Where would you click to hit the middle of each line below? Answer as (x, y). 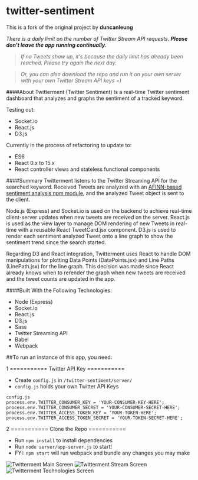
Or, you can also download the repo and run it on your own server (101, 74)
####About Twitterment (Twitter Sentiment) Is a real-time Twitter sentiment (98, 92)
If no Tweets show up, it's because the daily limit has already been (102, 56)
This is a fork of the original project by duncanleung (70, 27)
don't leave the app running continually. (57, 45)
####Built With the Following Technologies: (59, 290)
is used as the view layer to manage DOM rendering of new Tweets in (90, 223)
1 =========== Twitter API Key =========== (65, 368)
